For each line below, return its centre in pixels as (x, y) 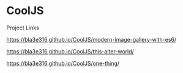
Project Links (23, 28)
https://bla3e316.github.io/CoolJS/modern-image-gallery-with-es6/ (91, 39)
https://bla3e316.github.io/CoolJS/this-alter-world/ (70, 51)
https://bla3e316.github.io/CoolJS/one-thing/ (63, 63)
